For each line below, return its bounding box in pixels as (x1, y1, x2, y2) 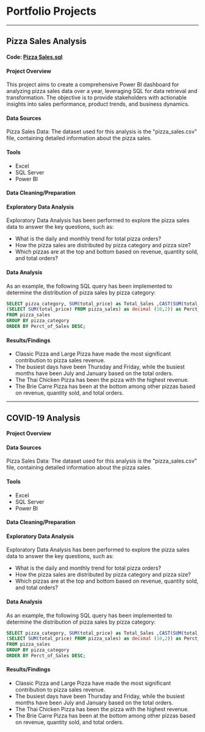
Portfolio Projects (6, 4, 96, 18)
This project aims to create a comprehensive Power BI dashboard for (6, 81, 179, 88)
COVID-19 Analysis (6, 413, 81, 423)
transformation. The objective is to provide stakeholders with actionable (6, 94, 187, 102)
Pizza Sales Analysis (6, 36, 87, 47)
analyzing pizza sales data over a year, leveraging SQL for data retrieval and (6, 88, 198, 95)
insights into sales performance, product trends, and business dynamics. (6, 100, 190, 108)
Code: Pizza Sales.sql (6, 53, 63, 61)
